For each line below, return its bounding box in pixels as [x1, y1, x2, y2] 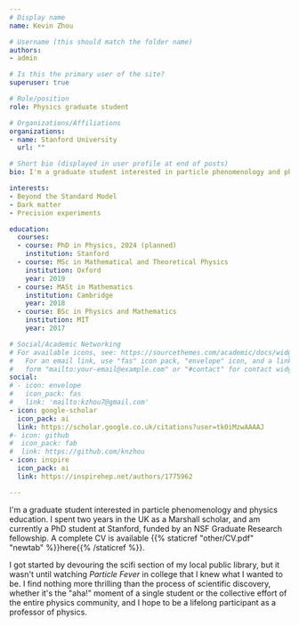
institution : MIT [25, 316, 90, 325]
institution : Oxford [25, 266, 101, 275]
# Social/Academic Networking [9, 340, 122, 349]
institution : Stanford [25, 250, 109, 259]
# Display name [9, 12, 66, 22]
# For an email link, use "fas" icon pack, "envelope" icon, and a [9, 357, 273, 365]
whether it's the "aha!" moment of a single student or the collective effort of [9, 588, 287, 598]
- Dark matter [9, 200, 62, 209]
